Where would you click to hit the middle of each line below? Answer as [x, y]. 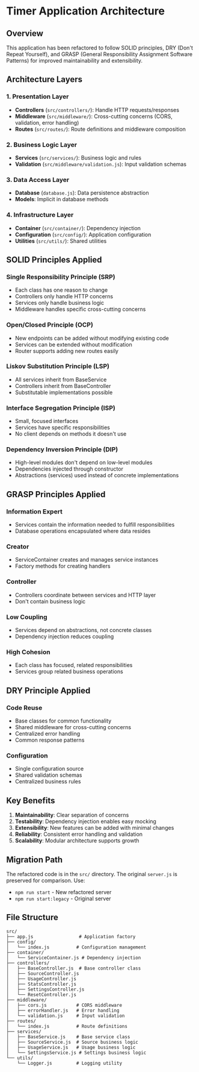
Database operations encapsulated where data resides [83, 531]
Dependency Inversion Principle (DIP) [62, 450]
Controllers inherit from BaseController [63, 386]
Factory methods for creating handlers [63, 566]
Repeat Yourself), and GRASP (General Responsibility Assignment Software [99, 54]
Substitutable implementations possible [64, 392]
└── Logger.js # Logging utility [69, 1063]
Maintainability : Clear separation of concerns [72, 815]
